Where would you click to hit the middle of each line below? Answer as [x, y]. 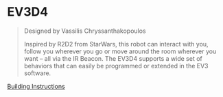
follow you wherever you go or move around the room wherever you [120, 51]
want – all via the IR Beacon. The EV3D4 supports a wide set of [113, 58]
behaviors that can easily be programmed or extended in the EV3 [116, 66]
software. [37, 73]
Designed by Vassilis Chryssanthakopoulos [85, 31]
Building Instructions [36, 86]
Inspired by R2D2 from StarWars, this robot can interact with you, [116, 44]
